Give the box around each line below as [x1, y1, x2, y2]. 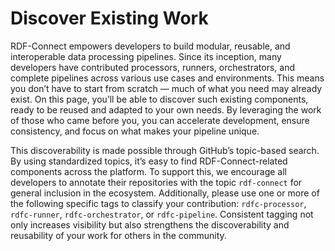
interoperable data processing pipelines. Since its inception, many [10, 50, 282, 62]
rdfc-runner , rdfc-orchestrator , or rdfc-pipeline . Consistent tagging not [10, 208, 314, 220]
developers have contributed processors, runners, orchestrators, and [10, 61, 295, 73]
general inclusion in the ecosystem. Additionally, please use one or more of [10, 187, 320, 199]
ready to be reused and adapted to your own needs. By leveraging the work [10, 103, 322, 116]
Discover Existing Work [10, 7, 209, 30]
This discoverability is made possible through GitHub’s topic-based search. [10, 144, 320, 156]
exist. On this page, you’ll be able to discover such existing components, [10, 93, 309, 105]
